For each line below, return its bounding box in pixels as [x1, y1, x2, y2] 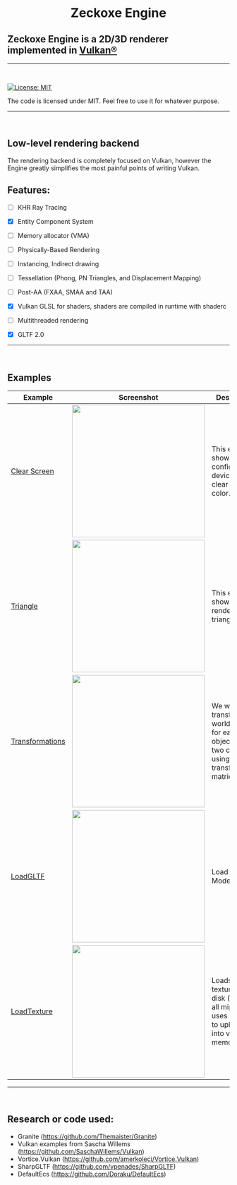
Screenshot [119, 393, 159, 403]
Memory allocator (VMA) [17, 231, 90, 239]
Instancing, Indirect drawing [17, 259, 99, 268]
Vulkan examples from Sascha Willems [17, 1139, 130, 1148]
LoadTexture [11, 1006, 53, 1016]
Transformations [11, 737, 66, 746]
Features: [7, 184, 51, 196]
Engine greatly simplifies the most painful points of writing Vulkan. [7, 164, 200, 172]
